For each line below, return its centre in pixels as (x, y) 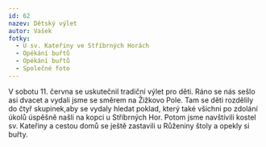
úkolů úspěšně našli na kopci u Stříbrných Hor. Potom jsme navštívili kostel (132, 117)
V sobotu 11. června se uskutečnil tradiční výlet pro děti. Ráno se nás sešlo (132, 91)
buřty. (18, 134)
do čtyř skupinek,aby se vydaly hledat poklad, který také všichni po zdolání (133, 108)
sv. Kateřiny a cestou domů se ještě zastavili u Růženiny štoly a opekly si (129, 125)
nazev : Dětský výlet (43, 23)
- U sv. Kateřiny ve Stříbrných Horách (83, 46)
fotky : (19, 38)
